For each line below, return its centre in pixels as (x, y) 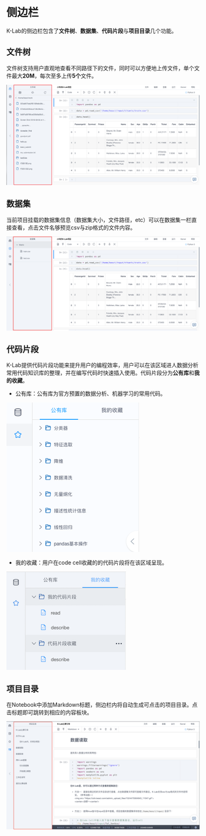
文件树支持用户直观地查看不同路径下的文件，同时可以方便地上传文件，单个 (100, 68)
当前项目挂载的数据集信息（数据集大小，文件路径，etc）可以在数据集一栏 (99, 219)
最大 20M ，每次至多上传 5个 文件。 (54, 76)
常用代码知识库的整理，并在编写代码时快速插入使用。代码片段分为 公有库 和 (100, 373)
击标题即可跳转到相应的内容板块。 (49, 712)
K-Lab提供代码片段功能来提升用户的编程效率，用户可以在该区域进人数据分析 (102, 365)
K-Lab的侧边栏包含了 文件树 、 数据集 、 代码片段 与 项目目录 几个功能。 (92, 31)
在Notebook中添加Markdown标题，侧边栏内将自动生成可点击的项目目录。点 (102, 705)
